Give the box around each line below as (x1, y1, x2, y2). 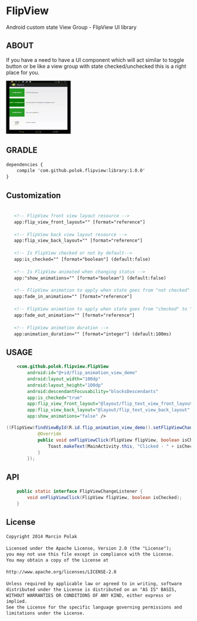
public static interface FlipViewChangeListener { (16, 488, 143, 494)
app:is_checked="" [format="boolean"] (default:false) (13, 256, 151, 262)
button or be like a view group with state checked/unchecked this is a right (6, 62, 186, 70)
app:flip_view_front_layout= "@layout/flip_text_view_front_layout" (27, 401, 195, 407)
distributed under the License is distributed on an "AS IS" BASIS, (6, 586, 177, 593)
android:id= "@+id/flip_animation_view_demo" (27, 370, 138, 376)
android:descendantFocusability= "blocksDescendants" (27, 388, 159, 394)
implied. (6, 598, 28, 605)
